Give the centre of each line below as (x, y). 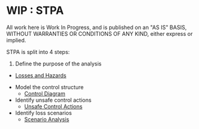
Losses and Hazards (41, 75)
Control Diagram (45, 93)
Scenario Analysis (47, 119)
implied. (16, 40)
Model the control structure (49, 87)
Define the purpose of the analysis (58, 64)
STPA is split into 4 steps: (38, 51)
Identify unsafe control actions (53, 100)
